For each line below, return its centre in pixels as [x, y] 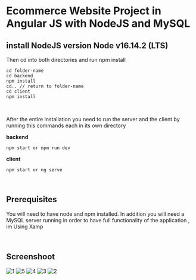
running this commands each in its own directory [66, 125]
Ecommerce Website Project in [84, 11]
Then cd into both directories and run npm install [66, 60]
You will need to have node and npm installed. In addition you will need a [95, 214]
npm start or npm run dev [38, 148]
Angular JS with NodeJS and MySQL [98, 23]
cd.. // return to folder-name [45, 86]
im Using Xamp [25, 226]
